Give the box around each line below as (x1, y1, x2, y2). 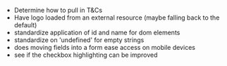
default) (13, 21, 37, 29)
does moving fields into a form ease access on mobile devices (13, 44, 196, 51)
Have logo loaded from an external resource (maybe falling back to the (13, 13, 220, 22)
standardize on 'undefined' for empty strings (13, 36, 145, 44)
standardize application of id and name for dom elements (13, 28, 180, 37)
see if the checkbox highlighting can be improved (13, 51, 158, 59)
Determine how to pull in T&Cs (13, 6, 103, 14)
